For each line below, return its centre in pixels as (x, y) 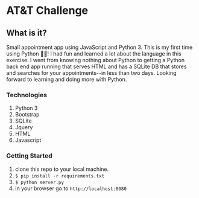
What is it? (27, 33)
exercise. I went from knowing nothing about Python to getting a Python (96, 60)
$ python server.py (39, 182)
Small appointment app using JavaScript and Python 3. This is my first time (99, 47)
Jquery (24, 127)
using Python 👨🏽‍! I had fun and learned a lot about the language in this (94, 54)
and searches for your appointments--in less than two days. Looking (91, 73)
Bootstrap (27, 115)
